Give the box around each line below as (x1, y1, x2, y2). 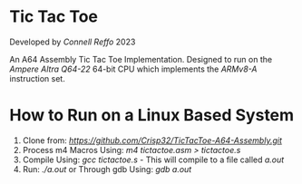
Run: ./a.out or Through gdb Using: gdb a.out (22, 163, 192, 174)
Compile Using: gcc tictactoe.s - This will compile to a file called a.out (22, 154, 285, 165)
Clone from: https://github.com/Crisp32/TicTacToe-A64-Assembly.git (22, 134, 283, 146)
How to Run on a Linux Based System (9, 105, 295, 126)
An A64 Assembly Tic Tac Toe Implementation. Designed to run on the (9, 53, 273, 64)
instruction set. (9, 73, 65, 83)
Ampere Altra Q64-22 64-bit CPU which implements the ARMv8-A (9, 63, 258, 74)
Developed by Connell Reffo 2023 (9, 36, 136, 47)
